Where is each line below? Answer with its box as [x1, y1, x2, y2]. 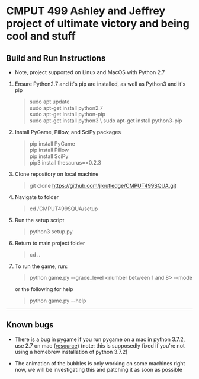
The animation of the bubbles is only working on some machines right [14, 359, 185, 367]
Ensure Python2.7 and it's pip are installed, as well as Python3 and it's [14, 80, 186, 87]
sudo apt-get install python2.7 [29, 105, 104, 111]
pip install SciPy [29, 153, 69, 160]
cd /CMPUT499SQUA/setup [29, 205, 98, 212]
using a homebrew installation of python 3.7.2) [14, 348, 128, 355]
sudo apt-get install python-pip [29, 111, 105, 118]
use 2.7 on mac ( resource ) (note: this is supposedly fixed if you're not [14, 342, 185, 349]
